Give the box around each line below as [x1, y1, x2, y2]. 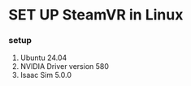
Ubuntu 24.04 [20, 53, 67, 62]
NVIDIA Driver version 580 [20, 62, 110, 71]
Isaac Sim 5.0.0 [20, 71, 72, 80]
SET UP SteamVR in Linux [8, 6, 184, 24]
